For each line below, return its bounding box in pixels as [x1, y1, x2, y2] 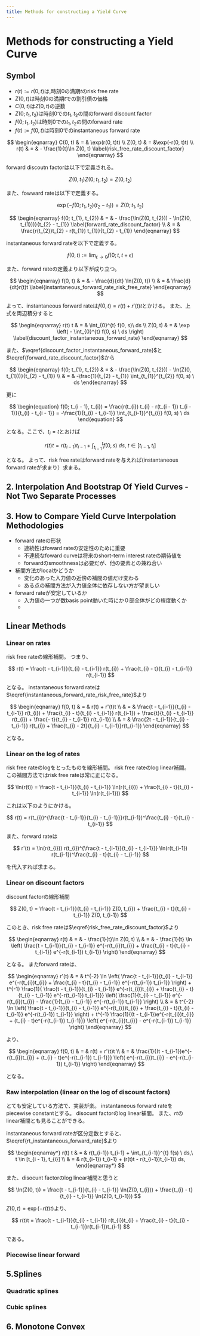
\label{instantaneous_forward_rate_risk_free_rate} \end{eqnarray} [29, 283, 192, 290]
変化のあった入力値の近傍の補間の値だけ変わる [23, 575, 139, 582]
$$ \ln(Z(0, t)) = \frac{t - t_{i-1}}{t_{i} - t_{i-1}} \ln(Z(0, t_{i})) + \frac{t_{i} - [8, 1186, 188, 1193]
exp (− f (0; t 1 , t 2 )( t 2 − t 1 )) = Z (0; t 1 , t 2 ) [56, 201, 144, 210]
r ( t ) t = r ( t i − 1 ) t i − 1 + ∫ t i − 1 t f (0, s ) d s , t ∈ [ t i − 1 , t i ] [44, 441, 156, 452]
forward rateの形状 [14, 537, 61, 544]
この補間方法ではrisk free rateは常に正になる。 [6, 772, 122, 779]
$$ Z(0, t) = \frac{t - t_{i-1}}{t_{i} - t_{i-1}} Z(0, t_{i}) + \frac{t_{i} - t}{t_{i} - [10, 905, 191, 912]
